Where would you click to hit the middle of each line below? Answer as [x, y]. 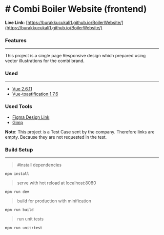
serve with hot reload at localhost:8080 [57, 183]
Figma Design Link [31, 117]
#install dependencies [39, 165]
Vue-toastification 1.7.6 [35, 94]
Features [16, 40]
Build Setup [19, 150]
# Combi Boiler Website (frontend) [76, 9]
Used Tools [19, 107]
